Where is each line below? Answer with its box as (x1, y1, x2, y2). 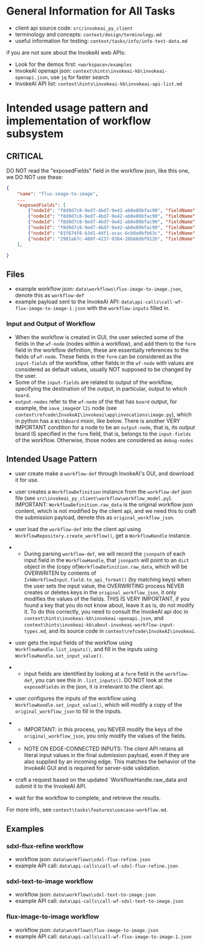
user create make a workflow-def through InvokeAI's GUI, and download (14, 470, 194, 477)
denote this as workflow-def (14, 292, 84, 299)
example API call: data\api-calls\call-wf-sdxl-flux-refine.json (14, 862, 178, 870)
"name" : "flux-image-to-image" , (17, 191, 98, 197)
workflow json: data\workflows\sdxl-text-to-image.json (14, 891, 156, 898)
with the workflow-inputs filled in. (86, 305, 170, 312)
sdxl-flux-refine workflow (6, 842, 84, 850)
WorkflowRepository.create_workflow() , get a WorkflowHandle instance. (14, 532, 192, 540)
